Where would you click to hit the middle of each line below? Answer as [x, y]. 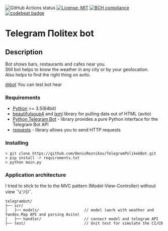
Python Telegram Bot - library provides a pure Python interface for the [85, 119]
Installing [17, 143]
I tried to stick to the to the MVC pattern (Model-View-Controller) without [80, 186]
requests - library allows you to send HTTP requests [67, 130]
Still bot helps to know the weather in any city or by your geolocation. [77, 69]
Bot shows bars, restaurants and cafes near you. [56, 64]
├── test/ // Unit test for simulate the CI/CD [84, 223]
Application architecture [36, 175]
